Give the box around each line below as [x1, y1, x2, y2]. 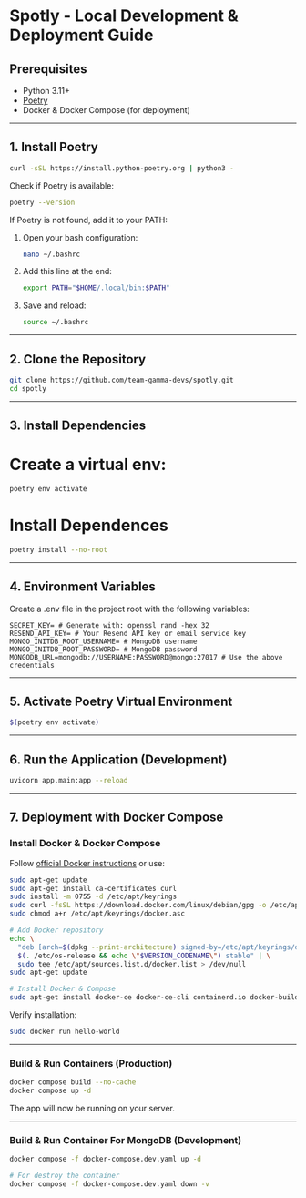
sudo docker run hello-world [9, 1027, 120, 1037]
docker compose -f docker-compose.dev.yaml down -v [9, 1179, 209, 1189]
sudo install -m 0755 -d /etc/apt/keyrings [9, 892, 178, 902]
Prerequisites [9, 61, 87, 77]
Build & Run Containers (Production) [9, 1057, 173, 1070]
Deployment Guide [9, 25, 154, 46]
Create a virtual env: [9, 455, 167, 475]
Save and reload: [22, 300, 87, 311]
